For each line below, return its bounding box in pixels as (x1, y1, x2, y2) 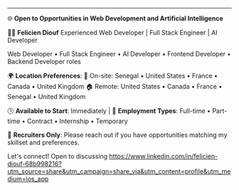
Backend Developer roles (7, 58, 82, 65)
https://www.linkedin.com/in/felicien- (109, 152, 218, 160)
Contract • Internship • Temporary (27, 117, 128, 125)
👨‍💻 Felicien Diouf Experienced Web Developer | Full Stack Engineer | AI (7, 28, 218, 36)
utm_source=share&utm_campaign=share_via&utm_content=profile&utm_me (7, 167, 231, 175)
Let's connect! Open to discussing (7, 152, 108, 160)
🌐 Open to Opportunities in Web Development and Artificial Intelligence (7, 14, 223, 22)
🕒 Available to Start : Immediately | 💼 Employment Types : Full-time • (7, 107, 211, 115)
